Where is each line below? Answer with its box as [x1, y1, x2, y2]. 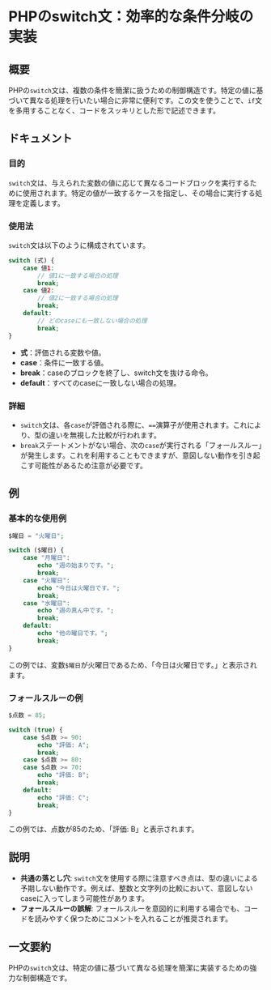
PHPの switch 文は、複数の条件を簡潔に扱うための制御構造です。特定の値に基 [8, 86, 264, 95]
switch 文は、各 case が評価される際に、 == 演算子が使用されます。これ [19, 420, 248, 429]
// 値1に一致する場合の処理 [37, 271, 119, 280]
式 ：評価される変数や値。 [19, 348, 106, 357]
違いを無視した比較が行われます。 [48, 430, 162, 440]
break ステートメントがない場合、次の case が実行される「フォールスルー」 [19, 440, 263, 450]
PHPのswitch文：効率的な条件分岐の [8, 7, 254, 26]
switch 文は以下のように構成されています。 [8, 240, 150, 250]
